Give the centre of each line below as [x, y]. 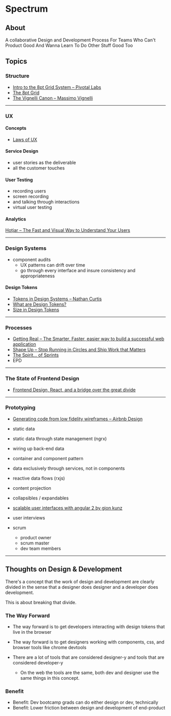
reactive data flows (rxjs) [39, 478]
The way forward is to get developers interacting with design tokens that [89, 627]
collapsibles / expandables [40, 498]
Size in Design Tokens [36, 309]
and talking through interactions [46, 202]
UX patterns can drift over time [53, 265]
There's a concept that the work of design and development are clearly [80, 581]
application [24, 344]
